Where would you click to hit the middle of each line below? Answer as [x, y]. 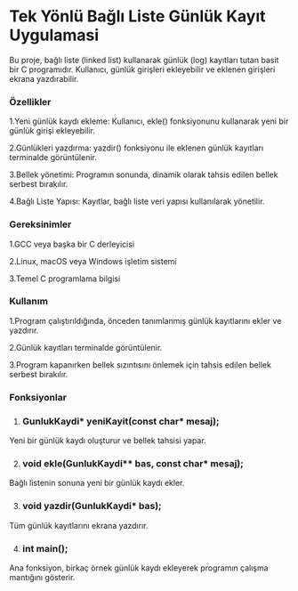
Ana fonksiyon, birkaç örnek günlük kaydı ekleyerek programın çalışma [139, 568]
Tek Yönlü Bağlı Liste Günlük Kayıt [137, 16]
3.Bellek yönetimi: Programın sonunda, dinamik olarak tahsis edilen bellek [144, 174]
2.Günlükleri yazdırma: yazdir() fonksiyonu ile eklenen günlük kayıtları [137, 148]
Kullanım [29, 302]
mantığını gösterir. [42, 577]
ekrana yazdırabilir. [44, 78]
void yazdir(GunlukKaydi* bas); [92, 506]
